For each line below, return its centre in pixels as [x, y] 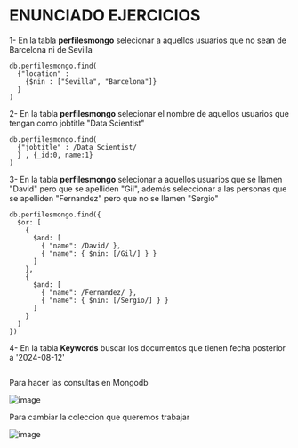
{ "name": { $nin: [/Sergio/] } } [105, 300]
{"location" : [43, 73]
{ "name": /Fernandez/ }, [89, 292]
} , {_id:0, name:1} [55, 155]
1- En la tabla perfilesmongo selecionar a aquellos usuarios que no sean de [148, 40]
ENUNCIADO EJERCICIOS [105, 16]
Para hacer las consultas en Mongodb [79, 382]
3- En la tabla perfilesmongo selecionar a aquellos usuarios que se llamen [146, 179]
